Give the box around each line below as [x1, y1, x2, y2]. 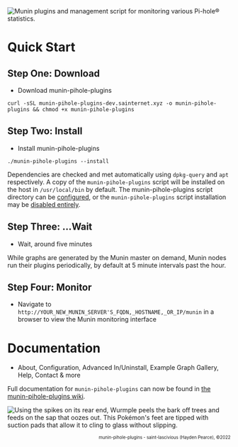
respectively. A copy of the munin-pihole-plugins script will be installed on [7, 177, 225, 186]
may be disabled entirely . [7, 200, 81, 208]
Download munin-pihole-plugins [17, 86, 112, 94]
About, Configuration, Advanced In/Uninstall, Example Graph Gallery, [17, 363, 219, 372]
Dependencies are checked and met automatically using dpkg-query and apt [7, 170, 229, 179]
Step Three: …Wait [7, 221, 93, 233]
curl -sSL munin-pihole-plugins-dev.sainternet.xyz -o [7, 100, 173, 107]
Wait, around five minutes [17, 239, 93, 248]
